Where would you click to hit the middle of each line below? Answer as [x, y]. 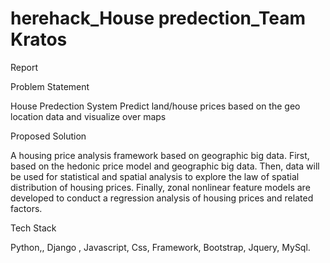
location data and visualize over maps [88, 116]
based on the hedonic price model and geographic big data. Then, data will [165, 166]
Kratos [39, 39]
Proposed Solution [48, 136]
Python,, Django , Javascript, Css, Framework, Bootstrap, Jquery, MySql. [160, 247]
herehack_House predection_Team [158, 18]
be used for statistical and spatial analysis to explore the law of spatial [155, 176]
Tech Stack [33, 228]
